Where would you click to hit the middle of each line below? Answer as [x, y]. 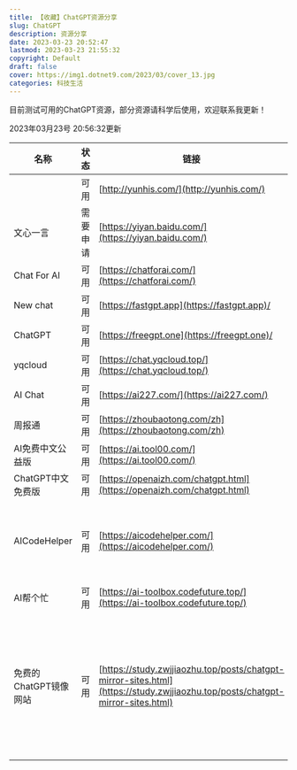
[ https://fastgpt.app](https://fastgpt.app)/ [185, 304]
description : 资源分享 [48, 34]
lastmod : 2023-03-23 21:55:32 [65, 50]
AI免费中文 [36, 448]
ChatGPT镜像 [41, 686]
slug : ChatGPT [35, 26]
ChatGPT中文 [41, 478]
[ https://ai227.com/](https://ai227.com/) [183, 395]
